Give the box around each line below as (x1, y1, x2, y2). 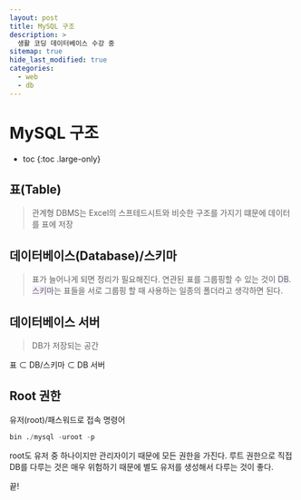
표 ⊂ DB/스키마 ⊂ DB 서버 (9, 359, 106, 370)
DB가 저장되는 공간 (31, 340, 100, 350)
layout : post (9, 13, 59, 23)
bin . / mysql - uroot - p (9, 432, 95, 441)
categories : (9, 64, 54, 74)
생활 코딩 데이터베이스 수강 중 (17, 38, 115, 48)
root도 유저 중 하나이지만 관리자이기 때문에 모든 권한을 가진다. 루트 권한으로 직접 (9, 450, 293, 461)
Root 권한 (9, 388, 62, 404)
